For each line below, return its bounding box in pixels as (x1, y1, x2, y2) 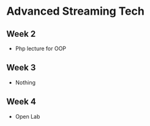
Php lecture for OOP (15, 45, 66, 52)
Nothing (15, 78, 36, 86)
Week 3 (6, 62, 36, 73)
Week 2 (6, 29, 36, 39)
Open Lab (15, 113, 40, 120)
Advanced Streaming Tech (6, 4, 145, 18)
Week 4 (6, 97, 37, 107)
